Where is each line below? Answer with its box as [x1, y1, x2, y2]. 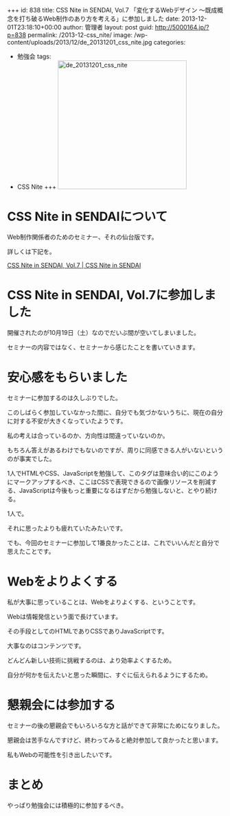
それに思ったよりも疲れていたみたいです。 [7, 524, 127, 532]
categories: [153, 38, 186, 46]
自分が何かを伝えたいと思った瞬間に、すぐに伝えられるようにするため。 [7, 671, 211, 679]
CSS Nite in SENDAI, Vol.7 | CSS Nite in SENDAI [7, 261, 141, 269]
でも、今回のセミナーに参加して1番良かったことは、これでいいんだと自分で [7, 538, 220, 547]
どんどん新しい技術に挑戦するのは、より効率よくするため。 [7, 656, 176, 664]
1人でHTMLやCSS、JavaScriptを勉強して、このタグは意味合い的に [7, 469, 195, 477]
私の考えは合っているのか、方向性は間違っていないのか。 [7, 431, 170, 439]
